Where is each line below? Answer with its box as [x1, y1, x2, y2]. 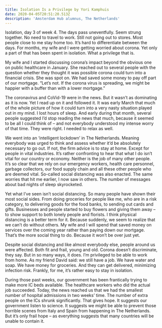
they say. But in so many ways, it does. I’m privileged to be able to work [5, 252, 147, 258]
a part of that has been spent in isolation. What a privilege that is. [5, 50, 135, 56]
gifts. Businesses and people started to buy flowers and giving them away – [5, 207, 156, 212]
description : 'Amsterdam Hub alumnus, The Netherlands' [5, 16, 120, 21]
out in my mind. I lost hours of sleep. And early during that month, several [5, 110, 151, 116]
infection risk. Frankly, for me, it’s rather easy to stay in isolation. [5, 268, 133, 274]
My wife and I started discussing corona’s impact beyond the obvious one [5, 59, 152, 66]
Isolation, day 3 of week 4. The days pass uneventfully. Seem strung [5, 30, 141, 35]
